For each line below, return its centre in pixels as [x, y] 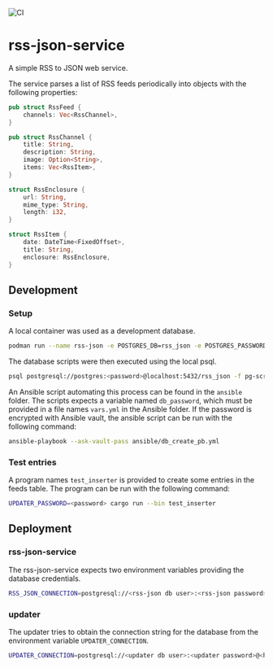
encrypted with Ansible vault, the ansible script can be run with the [121, 418]
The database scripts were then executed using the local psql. [113, 361]
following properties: [43, 92]
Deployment [40, 529]
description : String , [59, 152]
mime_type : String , [56, 205]
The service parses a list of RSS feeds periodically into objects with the [128, 83]
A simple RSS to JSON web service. [68, 68]
